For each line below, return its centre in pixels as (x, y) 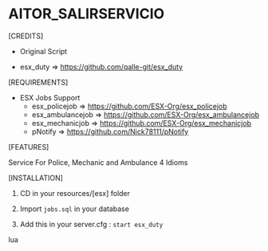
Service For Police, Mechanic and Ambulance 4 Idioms (98, 162)
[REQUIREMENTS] (38, 82)
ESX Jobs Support (50, 97)
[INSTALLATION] (36, 178)
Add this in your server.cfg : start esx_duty (91, 224)
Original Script (43, 51)
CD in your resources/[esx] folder (75, 193)
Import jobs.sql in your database (75, 209)
